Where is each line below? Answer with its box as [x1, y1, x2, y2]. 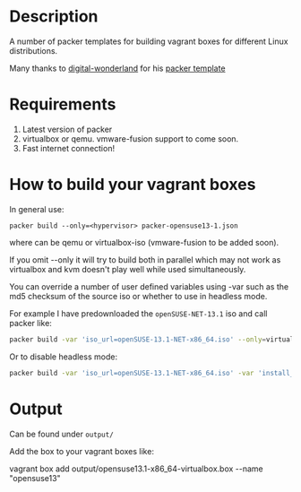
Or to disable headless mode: [9, 351, 118, 362]
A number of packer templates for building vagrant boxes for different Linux [9, 36, 288, 47]
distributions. [9, 45, 58, 56]
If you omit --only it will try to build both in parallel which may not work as [9, 254, 281, 265]
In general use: [9, 203, 64, 214]
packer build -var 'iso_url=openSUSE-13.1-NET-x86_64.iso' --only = [9, 334, 267, 344]
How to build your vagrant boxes [9, 175, 256, 194]
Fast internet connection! [21, 142, 115, 153]
